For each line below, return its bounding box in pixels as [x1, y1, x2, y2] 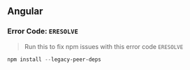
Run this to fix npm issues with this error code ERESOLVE [24, 42, 184, 50]
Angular [7, 6, 43, 17]
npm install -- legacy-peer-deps [7, 56, 101, 63]
